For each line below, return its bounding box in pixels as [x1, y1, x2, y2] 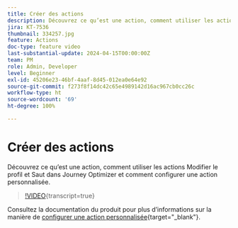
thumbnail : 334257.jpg [7, 30, 74, 38]
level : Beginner [7, 69, 55, 76]
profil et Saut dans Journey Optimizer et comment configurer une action [7, 170, 218, 178]
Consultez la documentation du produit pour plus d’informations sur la [7, 205, 212, 213]
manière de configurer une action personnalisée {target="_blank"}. [7, 212, 200, 221]
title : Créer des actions [7, 10, 84, 18]
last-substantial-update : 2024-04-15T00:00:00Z [7, 50, 151, 57]
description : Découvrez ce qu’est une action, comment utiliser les [7, 17, 214, 24]
